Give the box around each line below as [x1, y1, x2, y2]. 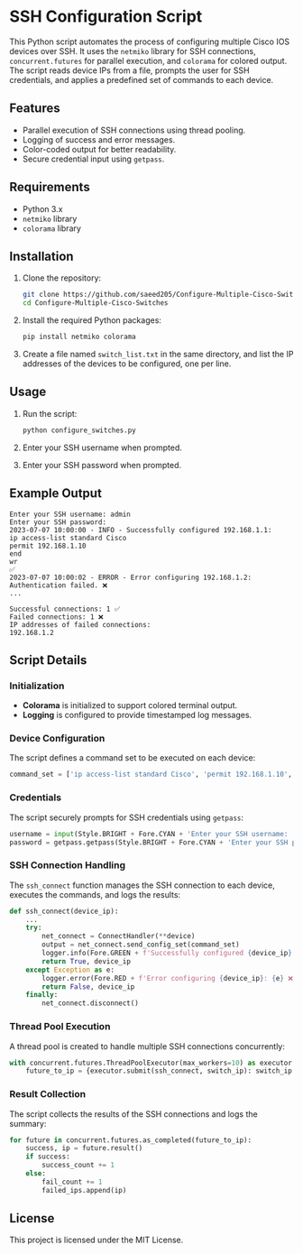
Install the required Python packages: [22, 315, 162, 326]
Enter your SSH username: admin [9, 510, 131, 519]
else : [25, 1169, 47, 1178]
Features [9, 101, 60, 116]
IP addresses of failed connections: [9, 620, 151, 629]
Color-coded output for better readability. [22, 143, 177, 154]
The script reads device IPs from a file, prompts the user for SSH [9, 65, 250, 76]
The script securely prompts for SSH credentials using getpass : [9, 812, 244, 823]
